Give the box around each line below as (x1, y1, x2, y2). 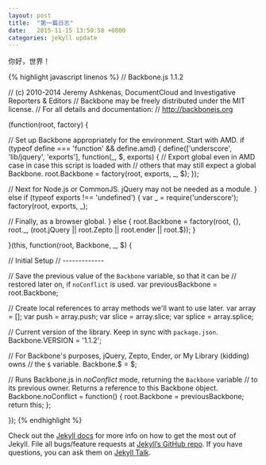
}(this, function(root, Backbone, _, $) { (8, 240, 133, 250)
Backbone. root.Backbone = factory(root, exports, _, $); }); (8, 169, 199, 179)
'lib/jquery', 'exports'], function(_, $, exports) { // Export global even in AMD (8, 152, 256, 162)
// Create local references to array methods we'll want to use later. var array (8, 303, 256, 313)
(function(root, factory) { (8, 120, 89, 129)
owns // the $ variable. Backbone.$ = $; (8, 359, 137, 369)
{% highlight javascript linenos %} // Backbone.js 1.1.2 (8, 72, 184, 82)
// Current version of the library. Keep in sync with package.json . (8, 327, 218, 337)
